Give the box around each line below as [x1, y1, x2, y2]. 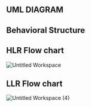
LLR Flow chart [6, 78, 63, 88]
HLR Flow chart [6, 45, 65, 56]
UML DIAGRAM [6, 5, 64, 15]
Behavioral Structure [6, 25, 86, 35]
